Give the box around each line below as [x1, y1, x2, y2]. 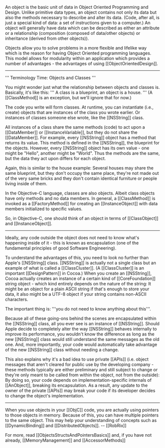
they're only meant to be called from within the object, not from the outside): [5, 372, 160, 378]
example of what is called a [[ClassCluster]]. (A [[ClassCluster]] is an [5, 265, 144, 271]
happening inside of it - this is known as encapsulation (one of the [5, 240, 139, 246]
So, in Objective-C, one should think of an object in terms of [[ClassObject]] [5, 216, 159, 221]
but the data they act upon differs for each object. [5, 156, 106, 161]
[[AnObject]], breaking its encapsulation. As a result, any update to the [5, 383, 148, 388]
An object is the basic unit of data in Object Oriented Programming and [5, 4, 149, 10]
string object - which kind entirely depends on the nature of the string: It [5, 281, 151, 286]
